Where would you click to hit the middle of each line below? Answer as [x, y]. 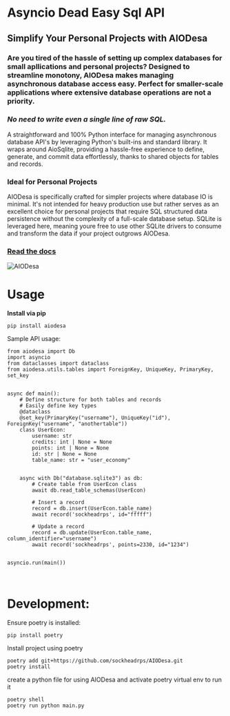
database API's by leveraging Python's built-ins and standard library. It [107, 142]
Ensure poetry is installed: [44, 623]
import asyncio [29, 358]
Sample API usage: [34, 339]
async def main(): [33, 394]
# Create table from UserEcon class [84, 485]
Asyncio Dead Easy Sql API [86, 13]
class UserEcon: [43, 430]
